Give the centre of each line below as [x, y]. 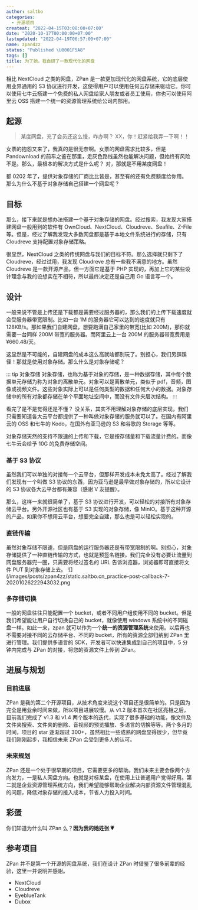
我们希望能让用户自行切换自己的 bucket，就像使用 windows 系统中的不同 [95, 620]
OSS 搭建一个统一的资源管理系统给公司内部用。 [75, 100]
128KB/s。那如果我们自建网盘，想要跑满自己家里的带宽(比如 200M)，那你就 [98, 327]
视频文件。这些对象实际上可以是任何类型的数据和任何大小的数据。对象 [101, 389]
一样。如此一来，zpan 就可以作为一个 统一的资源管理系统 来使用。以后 [95, 628]
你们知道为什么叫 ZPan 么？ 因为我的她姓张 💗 [60, 828]
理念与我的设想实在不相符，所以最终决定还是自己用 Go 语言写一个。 [93, 277]
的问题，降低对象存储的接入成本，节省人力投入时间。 [71, 792]
